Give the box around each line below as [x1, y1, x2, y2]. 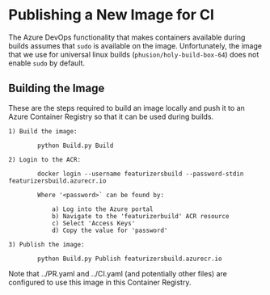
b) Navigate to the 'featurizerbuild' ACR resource [51, 212, 230, 220]
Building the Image [8, 82, 105, 95]
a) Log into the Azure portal [51, 204, 154, 213]
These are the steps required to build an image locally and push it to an [8, 103, 245, 112]
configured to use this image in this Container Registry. [8, 277, 192, 287]
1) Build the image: [8, 127, 78, 135]
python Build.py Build [37, 141, 114, 150]
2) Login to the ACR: [8, 155, 82, 163]
